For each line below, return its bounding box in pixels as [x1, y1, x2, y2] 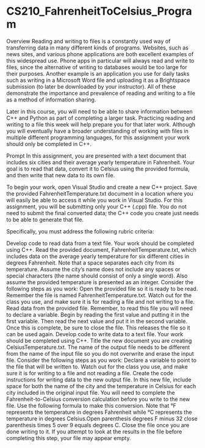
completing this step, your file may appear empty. [6, 434, 131, 441]
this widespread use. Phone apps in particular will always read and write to [6, 57, 195, 64]
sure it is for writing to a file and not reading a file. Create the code [6, 369, 174, 376]
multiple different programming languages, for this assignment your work [6, 133, 190, 141]
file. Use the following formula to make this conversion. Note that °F [6, 402, 177, 409]
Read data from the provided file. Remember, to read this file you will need [6, 304, 193, 312]
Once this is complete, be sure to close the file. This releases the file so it [6, 324, 190, 331]
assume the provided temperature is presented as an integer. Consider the [6, 278, 193, 285]
